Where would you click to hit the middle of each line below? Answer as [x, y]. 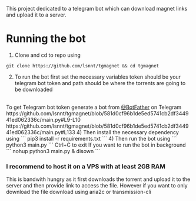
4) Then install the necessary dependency [128, 132]
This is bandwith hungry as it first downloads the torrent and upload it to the [98, 179]
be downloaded [34, 89]
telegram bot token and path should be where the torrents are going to [100, 83]
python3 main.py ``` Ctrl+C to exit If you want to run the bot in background [96, 145]
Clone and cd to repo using [48, 55]
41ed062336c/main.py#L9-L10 [43, 119]
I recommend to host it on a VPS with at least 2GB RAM [86, 166]
